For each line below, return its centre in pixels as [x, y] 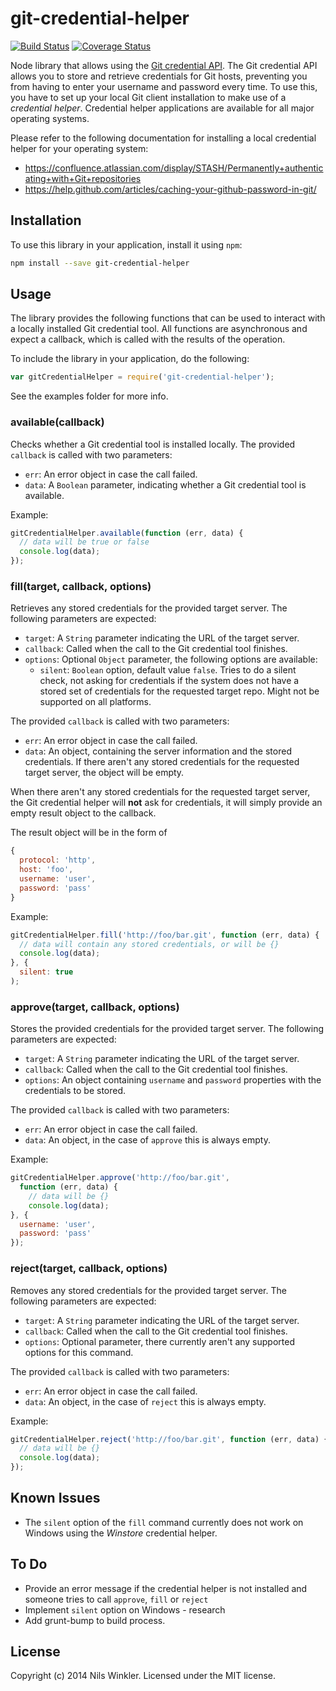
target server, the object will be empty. [104, 773]
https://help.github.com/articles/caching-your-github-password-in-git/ [170, 189]
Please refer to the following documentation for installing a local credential [163, 138]
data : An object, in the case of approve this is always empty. [147, 1140]
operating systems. [50, 118]
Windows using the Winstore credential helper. [121, 1533]
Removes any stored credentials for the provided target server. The [148, 1290]
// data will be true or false [84, 542]
